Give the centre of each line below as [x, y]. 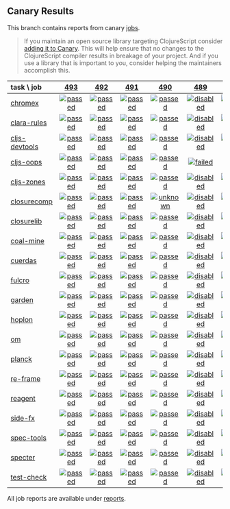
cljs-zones [28, 182]
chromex [25, 103]
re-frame [26, 378]
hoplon [22, 319]
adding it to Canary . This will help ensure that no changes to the [114, 48]
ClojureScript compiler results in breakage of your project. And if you [121, 55]
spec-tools [28, 438]
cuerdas [24, 260]
